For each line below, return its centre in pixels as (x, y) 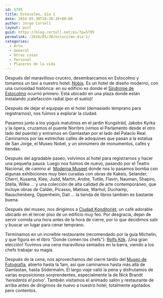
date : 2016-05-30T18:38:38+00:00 (39, 19)
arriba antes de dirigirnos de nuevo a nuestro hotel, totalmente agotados (78, 285)
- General (19, 50)
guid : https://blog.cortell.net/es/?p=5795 (50, 32)
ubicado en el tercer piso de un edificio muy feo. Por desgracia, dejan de (78, 214)
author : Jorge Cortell (28, 23)
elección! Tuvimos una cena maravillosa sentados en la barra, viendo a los (80, 245)
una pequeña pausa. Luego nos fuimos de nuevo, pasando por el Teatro (77, 164)
